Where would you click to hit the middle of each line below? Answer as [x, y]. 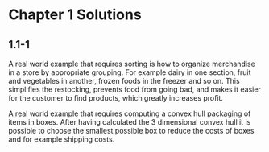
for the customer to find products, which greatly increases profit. [116, 98]
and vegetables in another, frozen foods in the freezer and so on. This [124, 81]
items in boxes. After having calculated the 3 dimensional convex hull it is [130, 122]
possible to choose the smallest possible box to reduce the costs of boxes [131, 131]
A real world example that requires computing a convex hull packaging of [130, 113]
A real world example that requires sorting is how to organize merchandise [132, 64]
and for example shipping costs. [62, 139]
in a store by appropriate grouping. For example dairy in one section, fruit [130, 72]
